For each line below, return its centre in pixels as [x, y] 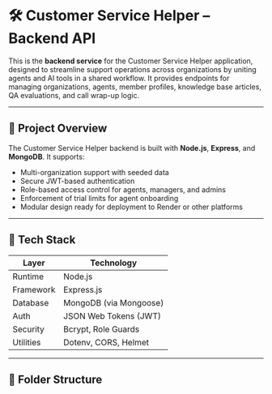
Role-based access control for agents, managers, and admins [123, 189]
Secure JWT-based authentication [77, 181]
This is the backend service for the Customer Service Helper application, [131, 61]
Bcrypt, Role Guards [102, 329]
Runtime [28, 276]
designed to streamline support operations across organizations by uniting [132, 69]
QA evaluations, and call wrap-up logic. [74, 95]
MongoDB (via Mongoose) [114, 302]
